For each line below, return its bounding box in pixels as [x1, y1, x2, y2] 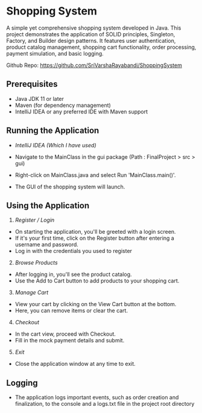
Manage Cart [14, 289, 49, 296]
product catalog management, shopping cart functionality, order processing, [6, 43, 197, 51]
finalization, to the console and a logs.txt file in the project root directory [14, 400, 195, 408]
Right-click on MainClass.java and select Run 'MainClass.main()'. [14, 171, 176, 179]
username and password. [14, 241, 78, 248]
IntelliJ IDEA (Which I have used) [14, 141, 96, 149]
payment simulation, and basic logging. [6, 50, 104, 57]
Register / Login [14, 216, 55, 224]
